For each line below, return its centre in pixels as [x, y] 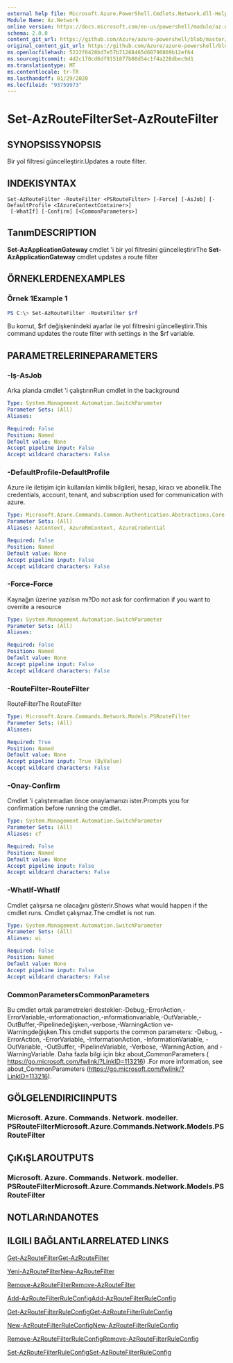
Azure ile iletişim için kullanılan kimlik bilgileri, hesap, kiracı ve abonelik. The [114, 487]
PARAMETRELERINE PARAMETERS [83, 355]
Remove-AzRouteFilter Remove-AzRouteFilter [71, 1284]
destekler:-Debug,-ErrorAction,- [140, 1010]
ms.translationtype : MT [42, 65]
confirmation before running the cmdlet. [64, 808]
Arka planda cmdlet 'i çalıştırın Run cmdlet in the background [93, 391]
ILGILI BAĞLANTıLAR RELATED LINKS [88, 1241]
